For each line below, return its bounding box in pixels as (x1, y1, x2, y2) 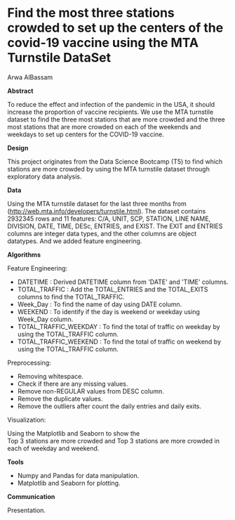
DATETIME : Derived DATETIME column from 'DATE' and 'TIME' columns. (17, 278, 229, 286)
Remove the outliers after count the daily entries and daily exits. (17, 402, 202, 410)
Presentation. (7, 506, 46, 514)
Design (7, 143, 29, 152)
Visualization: (7, 415, 46, 424)
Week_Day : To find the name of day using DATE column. (17, 300, 182, 308)
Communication (7, 492, 55, 500)
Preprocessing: (7, 358, 51, 367)
